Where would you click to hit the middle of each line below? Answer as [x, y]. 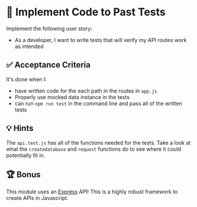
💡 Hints [20, 128]
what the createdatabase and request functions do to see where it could [94, 149]
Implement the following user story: [49, 28]
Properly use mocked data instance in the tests [72, 97]
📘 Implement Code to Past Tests [86, 12]
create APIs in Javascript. [37, 198]
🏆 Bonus [23, 174]
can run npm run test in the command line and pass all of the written [98, 103]
